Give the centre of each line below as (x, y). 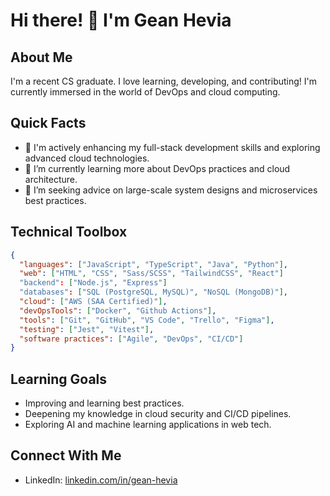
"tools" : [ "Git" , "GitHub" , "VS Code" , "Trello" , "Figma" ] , (147, 320)
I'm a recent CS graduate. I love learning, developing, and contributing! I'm (164, 81)
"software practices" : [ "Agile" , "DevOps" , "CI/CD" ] (131, 339)
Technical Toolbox (69, 232)
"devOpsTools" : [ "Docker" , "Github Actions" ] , (118, 310)
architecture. (51, 179)
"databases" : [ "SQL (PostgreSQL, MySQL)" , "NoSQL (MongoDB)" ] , (153, 292)
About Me (41, 57)
